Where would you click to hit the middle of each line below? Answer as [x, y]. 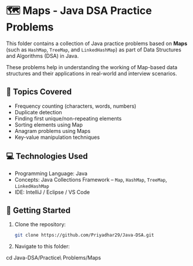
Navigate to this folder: [42, 247]
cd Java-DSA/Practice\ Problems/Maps [54, 258]
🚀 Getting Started [38, 210]
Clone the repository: [40, 224]
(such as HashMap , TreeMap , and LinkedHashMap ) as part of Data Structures [94, 49]
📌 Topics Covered [39, 92]
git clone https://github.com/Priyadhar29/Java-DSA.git [84, 235]
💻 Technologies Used [47, 156]
